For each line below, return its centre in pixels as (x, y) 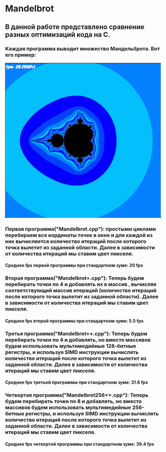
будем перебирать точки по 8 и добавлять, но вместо (73, 402)
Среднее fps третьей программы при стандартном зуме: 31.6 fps (77, 382)
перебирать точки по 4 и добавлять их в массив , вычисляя (81, 285)
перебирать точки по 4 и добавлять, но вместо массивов (78, 340)
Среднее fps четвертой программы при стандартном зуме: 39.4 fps (80, 444)
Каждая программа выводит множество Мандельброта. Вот (83, 48)
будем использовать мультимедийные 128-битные (71, 346)
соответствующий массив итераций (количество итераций (81, 290)
